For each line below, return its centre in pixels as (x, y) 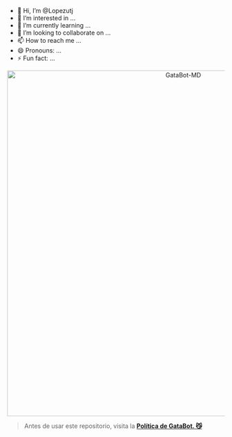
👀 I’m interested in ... (46, 18)
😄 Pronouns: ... (39, 50)
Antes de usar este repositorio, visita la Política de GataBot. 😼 (113, 426)
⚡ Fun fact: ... (36, 58)
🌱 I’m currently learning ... (54, 25)
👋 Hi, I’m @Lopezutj (45, 11)
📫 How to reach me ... (49, 40)
